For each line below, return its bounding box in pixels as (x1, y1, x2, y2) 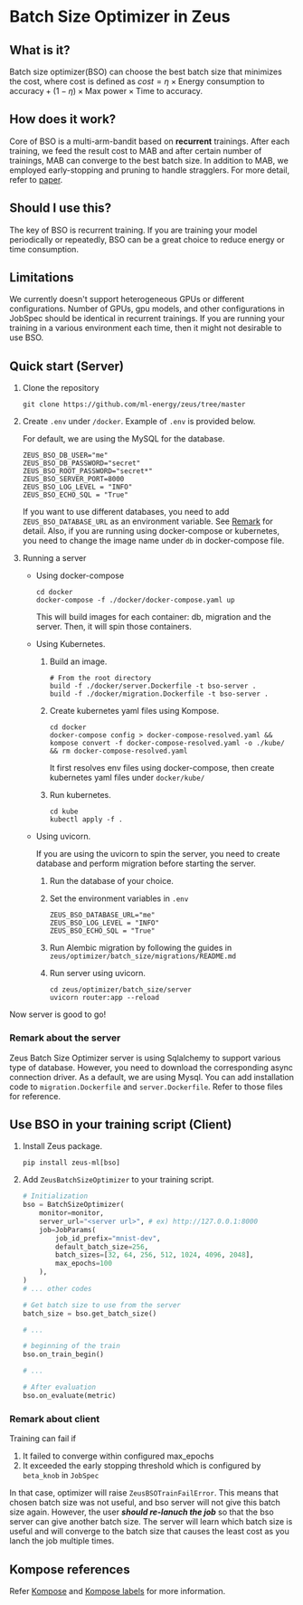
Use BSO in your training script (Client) (9, 1116, 232, 1132)
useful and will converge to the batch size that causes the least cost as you (9, 1526, 289, 1537)
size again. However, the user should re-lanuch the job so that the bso (9, 1506, 274, 1517)
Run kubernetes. (49, 790, 111, 801)
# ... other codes (22, 1284, 92, 1293)
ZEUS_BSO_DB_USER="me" (22, 451, 109, 461)
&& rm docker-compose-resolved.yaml (49, 746, 188, 756)
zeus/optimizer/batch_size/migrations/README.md (49, 952, 237, 961)
